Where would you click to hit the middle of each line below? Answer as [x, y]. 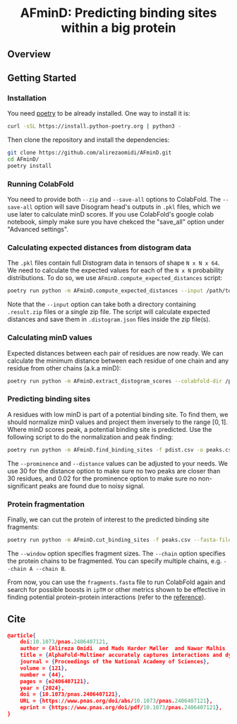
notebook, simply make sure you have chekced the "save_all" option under [116, 222]
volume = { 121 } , [44, 668]
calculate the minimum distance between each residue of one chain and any [118, 361]
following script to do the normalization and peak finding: [90, 437]
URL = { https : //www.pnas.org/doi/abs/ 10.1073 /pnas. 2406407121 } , [116, 701]
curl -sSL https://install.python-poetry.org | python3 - [94, 126]
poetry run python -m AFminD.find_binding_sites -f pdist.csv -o [105, 450]
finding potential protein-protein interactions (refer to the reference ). [107, 597]
